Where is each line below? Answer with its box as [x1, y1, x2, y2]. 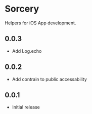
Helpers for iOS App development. [5, 20, 76, 26]
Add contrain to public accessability [12, 76, 87, 82]
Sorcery [5, 3, 39, 15]
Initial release [12, 104, 40, 110]
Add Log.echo [12, 48, 42, 54]
